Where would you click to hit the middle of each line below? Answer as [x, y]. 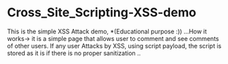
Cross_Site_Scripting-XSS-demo [102, 13]
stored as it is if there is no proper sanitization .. [74, 53]
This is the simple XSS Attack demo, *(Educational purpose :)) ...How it [107, 31]
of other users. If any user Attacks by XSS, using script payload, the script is [114, 46]
